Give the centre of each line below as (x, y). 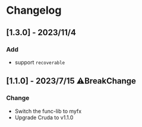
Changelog (34, 10)
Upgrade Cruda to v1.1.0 (44, 117)
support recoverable (40, 62)
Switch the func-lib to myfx (48, 111)
